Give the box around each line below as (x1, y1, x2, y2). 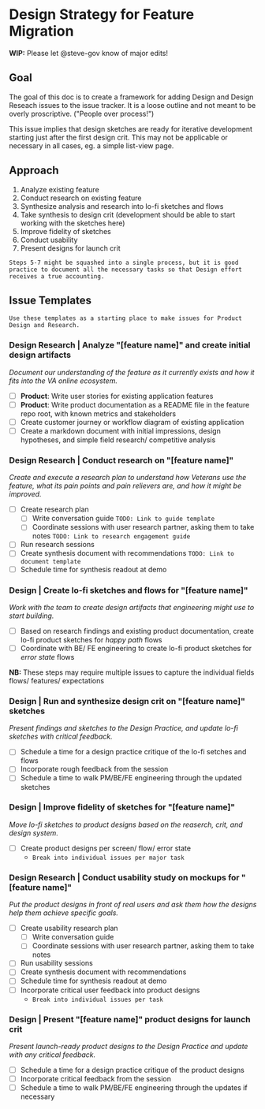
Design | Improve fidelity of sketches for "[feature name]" (9, 802, 236, 813)
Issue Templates (9, 293, 91, 307)
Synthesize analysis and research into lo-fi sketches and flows (20, 201, 224, 210)
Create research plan (20, 504, 89, 514)
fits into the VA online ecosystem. (9, 376, 118, 385)
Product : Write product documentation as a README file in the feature (20, 400, 250, 409)
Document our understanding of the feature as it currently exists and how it (9, 367, 255, 377)
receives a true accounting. (9, 272, 105, 281)
